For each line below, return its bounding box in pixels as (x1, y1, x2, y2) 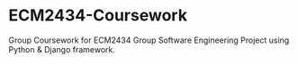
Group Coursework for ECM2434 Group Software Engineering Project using (8, 35, 290, 45)
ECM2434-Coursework (8, 5, 188, 26)
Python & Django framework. (8, 44, 116, 54)
